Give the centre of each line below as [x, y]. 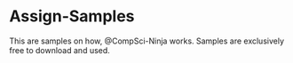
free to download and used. [60, 50]
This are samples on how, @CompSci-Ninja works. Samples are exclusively [147, 41]
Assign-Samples [72, 16]
